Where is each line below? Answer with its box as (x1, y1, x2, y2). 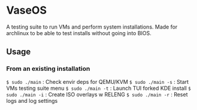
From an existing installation (6, 65, 90, 73)
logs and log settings (6, 97, 58, 104)
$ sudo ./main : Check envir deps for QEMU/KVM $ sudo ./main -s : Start (6, 78, 189, 85)
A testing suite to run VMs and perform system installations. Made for (6, 23, 178, 30)
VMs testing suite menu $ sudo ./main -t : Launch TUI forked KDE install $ (6, 84, 192, 92)
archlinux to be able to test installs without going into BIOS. (6, 29, 151, 36)
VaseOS (6, 4, 47, 17)
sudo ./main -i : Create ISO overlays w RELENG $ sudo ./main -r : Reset (6, 90, 188, 98)
